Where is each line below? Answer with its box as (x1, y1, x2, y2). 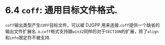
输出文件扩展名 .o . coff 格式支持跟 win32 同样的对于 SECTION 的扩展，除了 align (5, 28, 159, 34)
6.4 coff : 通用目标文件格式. (5, 4, 117, 16)
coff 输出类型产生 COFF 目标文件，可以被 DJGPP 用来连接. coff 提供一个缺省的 (5, 22, 160, 28)
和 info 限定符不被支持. (5, 34, 51, 40)
